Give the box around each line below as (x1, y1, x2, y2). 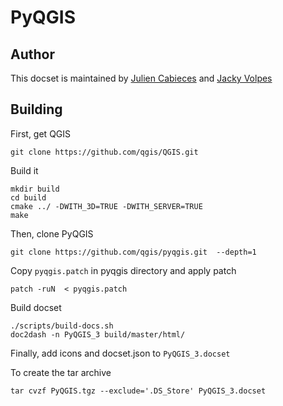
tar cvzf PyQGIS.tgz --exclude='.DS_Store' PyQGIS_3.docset (10, 386, 267, 396)
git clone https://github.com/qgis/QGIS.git (10, 147, 199, 157)
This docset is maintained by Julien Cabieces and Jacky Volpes (10, 72, 273, 84)
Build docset (10, 301, 62, 313)
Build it (10, 164, 39, 176)
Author (10, 46, 55, 63)
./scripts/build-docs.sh (10, 321, 114, 331)
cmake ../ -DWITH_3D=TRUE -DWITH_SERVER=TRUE (10, 201, 203, 211)
